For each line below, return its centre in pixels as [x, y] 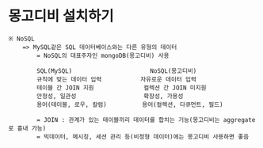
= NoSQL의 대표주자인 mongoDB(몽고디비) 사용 [103, 55]
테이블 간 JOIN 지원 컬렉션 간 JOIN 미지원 [122, 88]
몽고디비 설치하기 [61, 16]
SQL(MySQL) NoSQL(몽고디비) [117, 71]
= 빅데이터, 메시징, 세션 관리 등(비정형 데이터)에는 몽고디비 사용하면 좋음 [143, 137]
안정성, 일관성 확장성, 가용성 [110, 96]
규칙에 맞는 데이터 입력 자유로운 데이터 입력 [116, 79]
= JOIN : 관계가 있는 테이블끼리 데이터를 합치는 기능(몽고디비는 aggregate [146, 120]
